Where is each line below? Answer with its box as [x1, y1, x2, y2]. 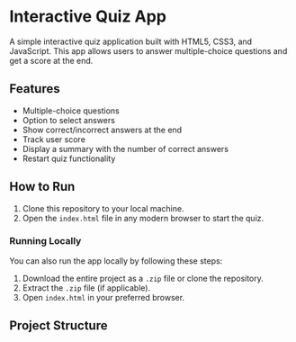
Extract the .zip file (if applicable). [22, 282, 151, 293]
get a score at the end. [9, 55, 94, 66]
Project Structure [9, 318, 108, 334]
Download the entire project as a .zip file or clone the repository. [22, 273, 264, 283]
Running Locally [9, 235, 82, 247]
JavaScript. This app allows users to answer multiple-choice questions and [9, 45, 288, 56]
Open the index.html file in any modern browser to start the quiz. [22, 212, 265, 223]
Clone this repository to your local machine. [22, 202, 184, 213]
